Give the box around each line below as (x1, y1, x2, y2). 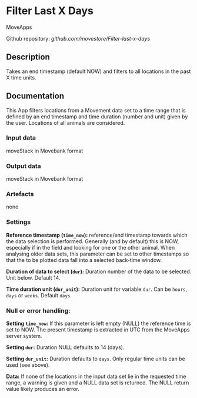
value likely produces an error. (6, 386, 79, 393)
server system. (6, 333, 42, 340)
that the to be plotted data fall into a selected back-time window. (6, 256, 162, 263)
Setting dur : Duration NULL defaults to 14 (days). (6, 344, 125, 351)
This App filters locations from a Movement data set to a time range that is (6, 107, 186, 114)
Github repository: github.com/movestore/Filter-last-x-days (6, 35, 151, 42)
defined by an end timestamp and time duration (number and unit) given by (6, 113, 188, 120)
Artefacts (6, 190, 34, 198)
